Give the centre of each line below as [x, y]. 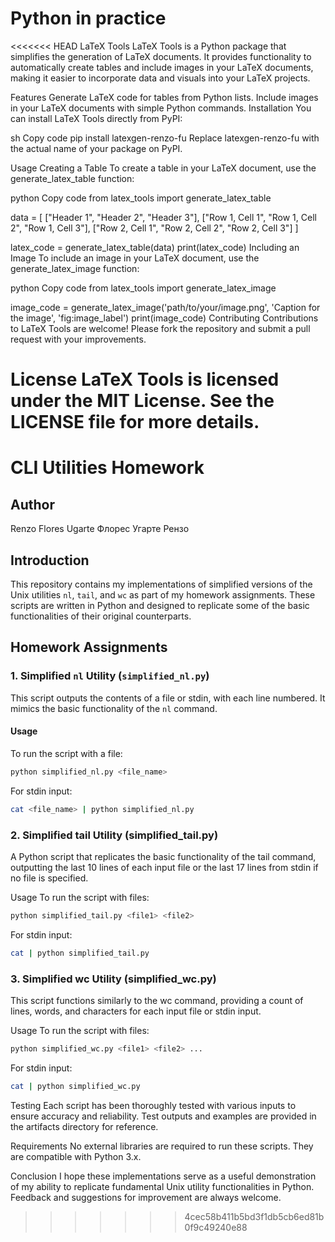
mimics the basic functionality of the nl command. [114, 708]
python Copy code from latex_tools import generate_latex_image [143, 288]
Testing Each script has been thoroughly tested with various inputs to [153, 1105]
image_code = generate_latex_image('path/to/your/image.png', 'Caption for [165, 307]
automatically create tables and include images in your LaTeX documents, [162, 67]
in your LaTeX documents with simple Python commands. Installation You [161, 108]
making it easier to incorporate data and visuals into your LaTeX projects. [160, 78]
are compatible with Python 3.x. [76, 1156]
